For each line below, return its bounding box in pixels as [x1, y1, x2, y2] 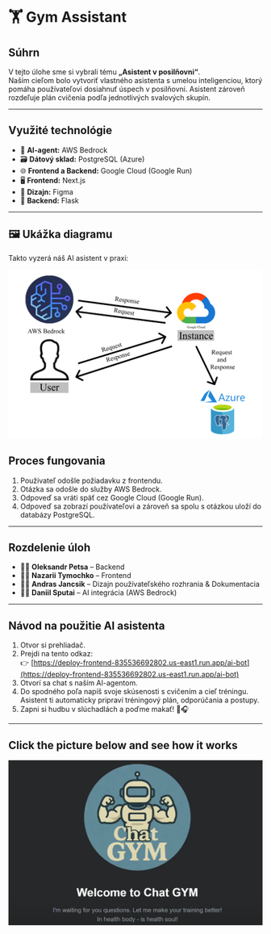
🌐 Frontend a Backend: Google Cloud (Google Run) [19, 165, 193, 175]
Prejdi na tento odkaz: [19, 649, 94, 659]
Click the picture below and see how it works [8, 738, 238, 752]
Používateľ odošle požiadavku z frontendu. [19, 475, 163, 485]
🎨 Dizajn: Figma [19, 186, 74, 196]
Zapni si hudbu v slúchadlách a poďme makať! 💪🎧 [19, 705, 190, 714]
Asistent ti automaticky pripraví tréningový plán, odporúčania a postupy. [19, 695, 260, 705]
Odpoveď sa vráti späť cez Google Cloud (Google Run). [19, 492, 204, 502]
